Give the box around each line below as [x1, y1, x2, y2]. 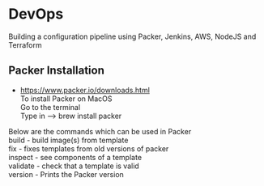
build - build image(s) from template [8, 135, 129, 145]
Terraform [8, 40, 42, 49]
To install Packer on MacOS [19, 94, 113, 104]
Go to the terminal [19, 102, 81, 112]
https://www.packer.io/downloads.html [19, 85, 150, 95]
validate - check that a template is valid [8, 161, 139, 171]
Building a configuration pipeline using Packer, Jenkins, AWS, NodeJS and [8, 32, 257, 41]
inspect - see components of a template [8, 152, 143, 162]
